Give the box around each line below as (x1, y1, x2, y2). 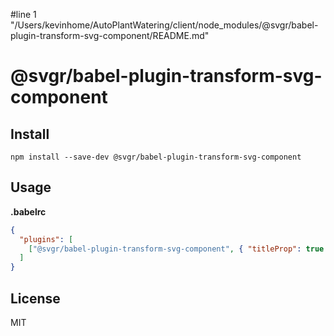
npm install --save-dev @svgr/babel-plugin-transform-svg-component (10, 152, 302, 162)
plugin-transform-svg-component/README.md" (10, 30, 210, 41)
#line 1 (10, 9, 37, 20)
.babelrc (10, 205, 47, 218)
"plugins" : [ (19, 234, 74, 244)
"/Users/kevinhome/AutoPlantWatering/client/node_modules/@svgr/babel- (10, 19, 319, 31)
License (10, 290, 61, 307)
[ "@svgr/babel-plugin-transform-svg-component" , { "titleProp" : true (28, 244, 325, 254)
